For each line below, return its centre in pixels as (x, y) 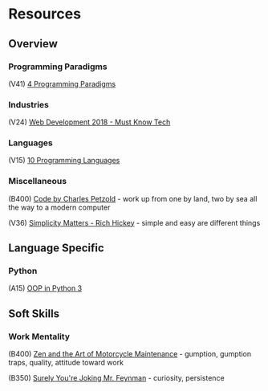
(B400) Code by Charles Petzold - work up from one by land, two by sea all (133, 198)
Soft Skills (34, 314)
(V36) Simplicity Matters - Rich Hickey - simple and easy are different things (134, 222)
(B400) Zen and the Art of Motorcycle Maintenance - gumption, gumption (130, 354)
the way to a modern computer (59, 207)
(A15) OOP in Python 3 (45, 288)
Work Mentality (39, 336)
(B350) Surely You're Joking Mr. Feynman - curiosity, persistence (116, 378)
